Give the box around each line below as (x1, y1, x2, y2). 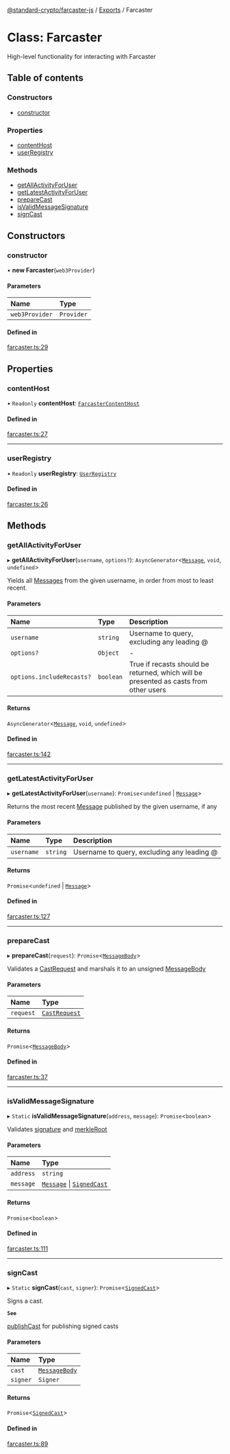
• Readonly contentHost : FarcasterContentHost (7, 399, 140, 407)
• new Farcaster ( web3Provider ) (7, 266, 95, 274)
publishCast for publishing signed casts (7, 1322, 118, 1331)
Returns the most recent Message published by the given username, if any (7, 803, 218, 811)
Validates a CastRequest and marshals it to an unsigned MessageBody (7, 965, 206, 973)
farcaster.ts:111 (7, 1244, 49, 1253)
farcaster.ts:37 (7, 1073, 48, 1081)
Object (98, 649, 120, 657)
